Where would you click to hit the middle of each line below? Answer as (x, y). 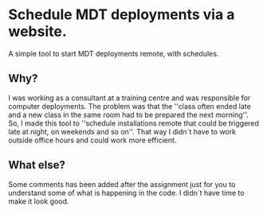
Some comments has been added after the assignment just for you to (122, 184)
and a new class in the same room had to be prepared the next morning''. (128, 115)
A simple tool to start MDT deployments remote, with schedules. (114, 53)
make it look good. (39, 201)
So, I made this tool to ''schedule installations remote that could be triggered (133, 123)
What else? (37, 165)
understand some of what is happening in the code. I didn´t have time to (126, 193)
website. (38, 31)
